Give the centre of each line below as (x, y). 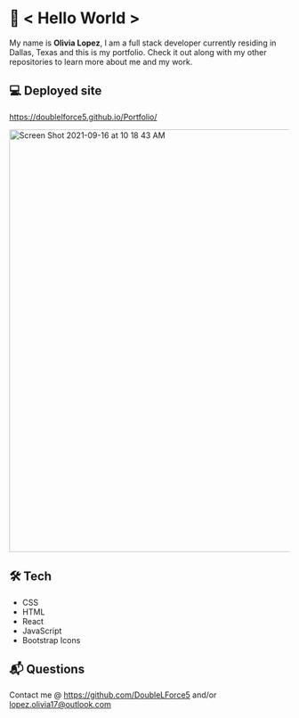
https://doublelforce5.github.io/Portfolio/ (83, 117)
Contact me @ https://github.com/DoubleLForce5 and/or (113, 695)
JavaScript (42, 631)
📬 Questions (47, 669)
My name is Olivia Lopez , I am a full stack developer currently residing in (143, 43)
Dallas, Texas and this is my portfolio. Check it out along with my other (138, 52)
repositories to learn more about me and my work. (101, 61)
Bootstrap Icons (51, 640)
